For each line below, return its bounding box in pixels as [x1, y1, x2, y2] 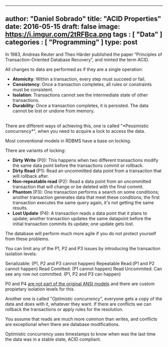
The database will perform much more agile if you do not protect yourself [5, 230, 156, 236]
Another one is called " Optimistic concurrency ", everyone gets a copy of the [5, 296, 162, 302]
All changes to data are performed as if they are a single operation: [5, 66, 143, 72]
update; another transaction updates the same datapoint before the [12, 215, 151, 221]
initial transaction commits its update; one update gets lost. [12, 221, 134, 227]
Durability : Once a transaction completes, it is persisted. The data [12, 102, 149, 108]
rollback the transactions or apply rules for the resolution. [5, 306, 123, 312]
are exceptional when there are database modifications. [5, 321, 120, 327]
